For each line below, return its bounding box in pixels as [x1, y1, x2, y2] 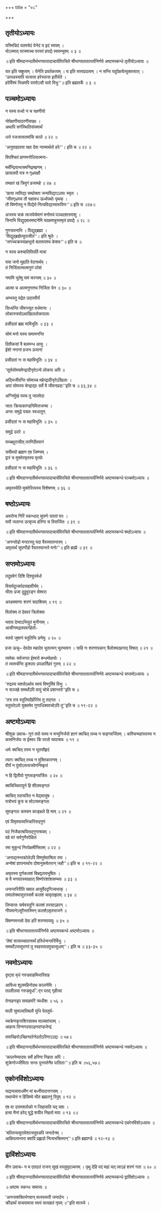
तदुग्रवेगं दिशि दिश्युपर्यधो [5, 573, 42, 579]
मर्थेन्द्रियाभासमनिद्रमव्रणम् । [5, 164, 47, 170]
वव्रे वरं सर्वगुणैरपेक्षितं [5, 834, 37, 840]
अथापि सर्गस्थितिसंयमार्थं [5, 124, 43, 130]
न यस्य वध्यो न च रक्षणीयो [5, 108, 45, 114]
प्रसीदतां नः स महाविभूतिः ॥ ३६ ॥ [5, 465, 57, 471]
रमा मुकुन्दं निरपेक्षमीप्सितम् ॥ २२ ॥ [5, 844, 60, 850]
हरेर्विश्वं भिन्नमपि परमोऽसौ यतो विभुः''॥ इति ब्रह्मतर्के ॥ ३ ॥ [5, 79, 96, 85]
